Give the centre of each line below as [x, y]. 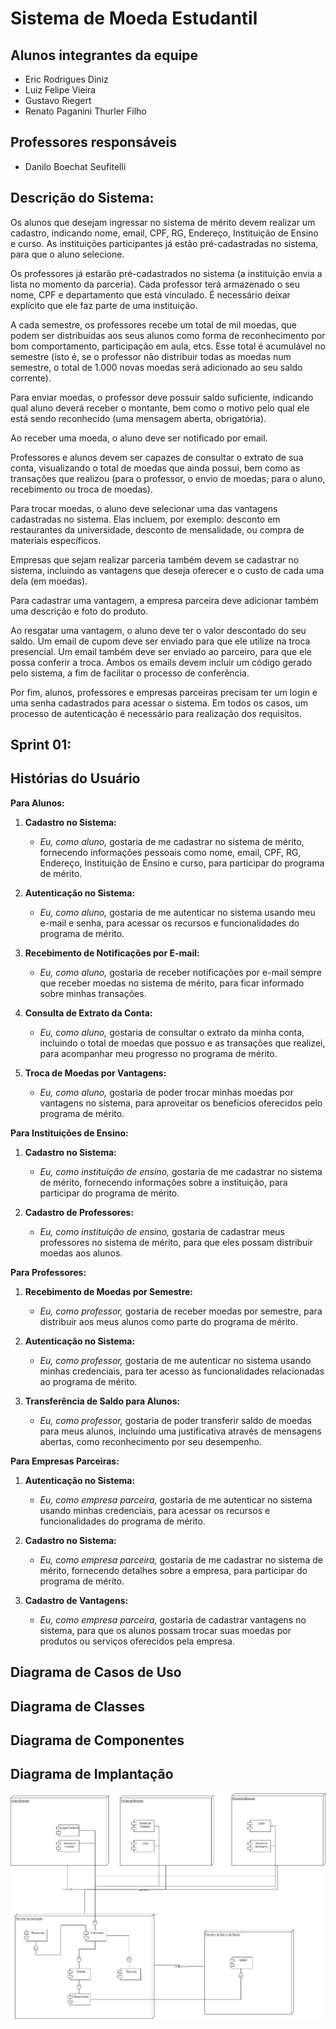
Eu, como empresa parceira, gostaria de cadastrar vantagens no [173, 1619]
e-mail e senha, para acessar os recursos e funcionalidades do [169, 923]
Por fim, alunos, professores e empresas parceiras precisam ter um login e [164, 692]
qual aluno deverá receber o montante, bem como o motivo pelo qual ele [160, 408]
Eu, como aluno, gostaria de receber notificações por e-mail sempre [180, 972]
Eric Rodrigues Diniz [66, 79]
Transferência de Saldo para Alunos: [102, 1401]
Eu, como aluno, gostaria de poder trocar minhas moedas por [166, 1092]
